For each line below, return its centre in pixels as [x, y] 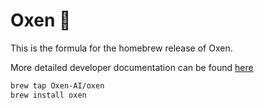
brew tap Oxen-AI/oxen [57, 85]
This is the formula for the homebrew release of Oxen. [121, 48]
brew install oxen [48, 95]
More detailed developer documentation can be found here [132, 67]
